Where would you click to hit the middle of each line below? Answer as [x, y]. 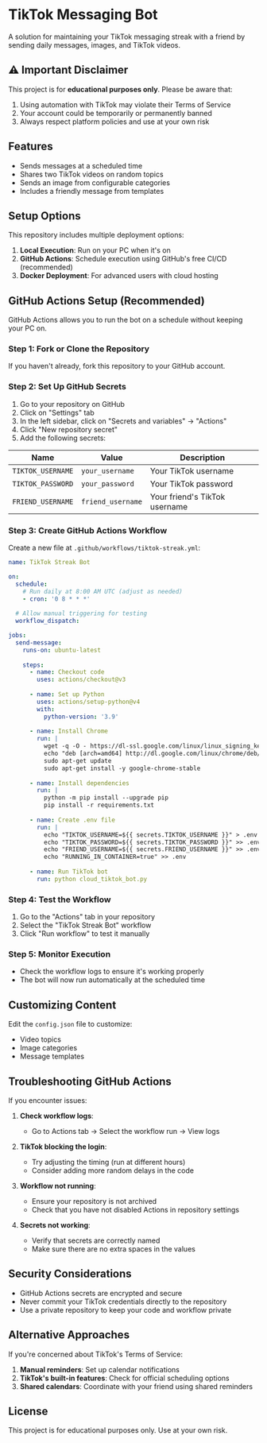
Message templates [52, 1056]
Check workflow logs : [56, 1116]
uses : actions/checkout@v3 [81, 680]
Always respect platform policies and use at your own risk [114, 122]
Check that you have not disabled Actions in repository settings [135, 1210]
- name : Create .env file [72, 820]
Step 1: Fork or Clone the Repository [79, 349]
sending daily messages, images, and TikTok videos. [95, 44]
